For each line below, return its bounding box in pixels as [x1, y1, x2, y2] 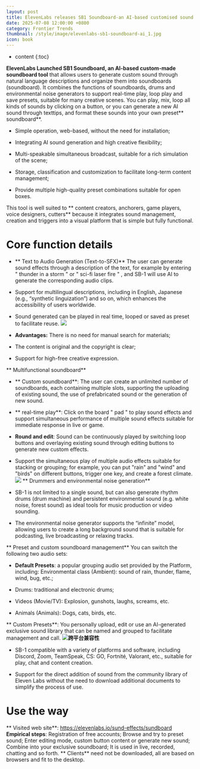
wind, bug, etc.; [14, 574, 54, 582]
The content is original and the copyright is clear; [14, 343, 136, 350]
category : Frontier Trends [6, 25, 73, 32]
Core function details [6, 238, 113, 252]
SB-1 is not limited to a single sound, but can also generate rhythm [14, 489, 179, 496]
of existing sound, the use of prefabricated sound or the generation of [14, 390, 187, 398]
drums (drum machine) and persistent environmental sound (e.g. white [14, 495, 189, 502]
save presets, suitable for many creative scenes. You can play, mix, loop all [6, 96, 190, 104]
